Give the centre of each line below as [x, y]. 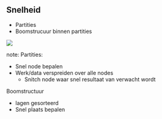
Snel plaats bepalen [40, 109]
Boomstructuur [25, 91]
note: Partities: [25, 54]
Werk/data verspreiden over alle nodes [64, 73]
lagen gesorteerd [37, 103]
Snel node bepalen [39, 66]
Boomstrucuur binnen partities [53, 31]
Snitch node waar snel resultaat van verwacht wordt [90, 79]
